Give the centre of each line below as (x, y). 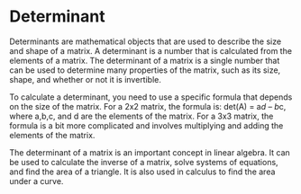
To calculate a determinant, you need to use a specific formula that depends (151, 97)
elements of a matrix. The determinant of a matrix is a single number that (145, 60)
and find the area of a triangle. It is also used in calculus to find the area (142, 172)
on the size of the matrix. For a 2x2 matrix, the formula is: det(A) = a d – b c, (148, 106)
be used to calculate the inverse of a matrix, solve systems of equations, (144, 162)
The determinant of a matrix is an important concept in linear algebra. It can (150, 152)
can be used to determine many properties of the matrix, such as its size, (145, 70)
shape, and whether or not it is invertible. (86, 79)
